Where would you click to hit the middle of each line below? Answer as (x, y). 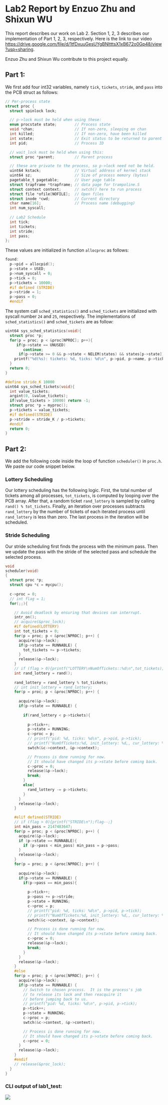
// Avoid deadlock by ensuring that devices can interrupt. (78, 612)
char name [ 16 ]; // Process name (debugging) (72, 203)
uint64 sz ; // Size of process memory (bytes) (79, 175)
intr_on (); (25, 617)
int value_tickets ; (30, 391)
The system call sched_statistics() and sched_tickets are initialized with (81, 311)
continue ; (33, 349)
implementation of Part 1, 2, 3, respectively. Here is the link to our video (79, 39)
